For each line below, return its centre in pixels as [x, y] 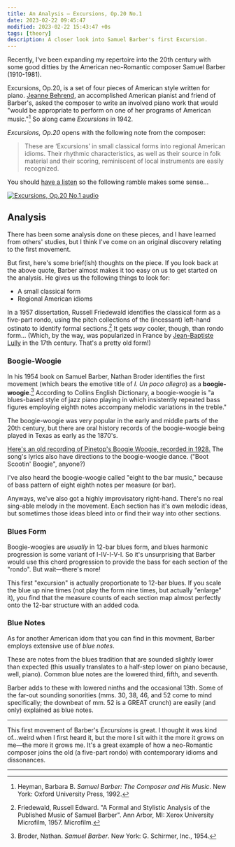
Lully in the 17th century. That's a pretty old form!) [79, 343]
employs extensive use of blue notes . [61, 646]
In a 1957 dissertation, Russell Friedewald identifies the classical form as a [114, 312]
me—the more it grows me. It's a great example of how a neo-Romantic [110, 745]
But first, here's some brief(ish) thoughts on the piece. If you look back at [113, 262]
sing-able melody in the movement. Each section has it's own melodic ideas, [117, 506]
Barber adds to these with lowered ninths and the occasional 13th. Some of [115, 688]
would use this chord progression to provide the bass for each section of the [117, 562]
